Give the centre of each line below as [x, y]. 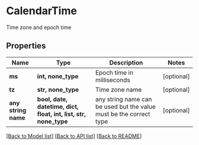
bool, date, [52, 99]
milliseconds [113, 80]
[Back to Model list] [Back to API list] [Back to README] [74, 136]
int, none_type [58, 76]
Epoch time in [114, 72]
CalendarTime [41, 11]
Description [126, 62]
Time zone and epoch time [39, 27]
